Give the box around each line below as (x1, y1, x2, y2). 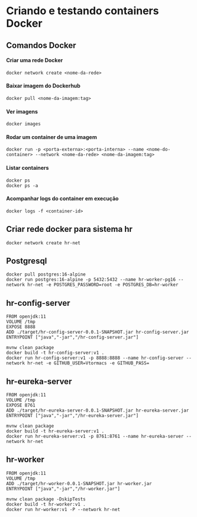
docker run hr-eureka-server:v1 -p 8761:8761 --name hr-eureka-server (6, 434, 184, 440)
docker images (6, 121, 41, 127)
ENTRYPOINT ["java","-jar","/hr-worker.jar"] (6, 486, 120, 492)
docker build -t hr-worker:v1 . (6, 501, 86, 507)
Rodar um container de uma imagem (6, 133, 98, 140)
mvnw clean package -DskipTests (6, 496, 86, 502)
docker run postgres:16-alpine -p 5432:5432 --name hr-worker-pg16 (6, 277, 176, 283)
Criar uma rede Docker (6, 57, 63, 64)
